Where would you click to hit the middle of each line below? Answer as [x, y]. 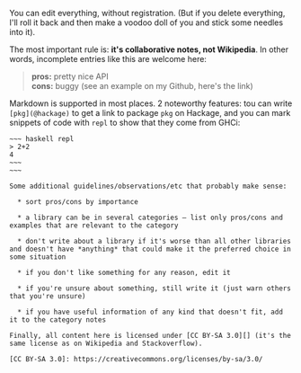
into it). [22, 32]
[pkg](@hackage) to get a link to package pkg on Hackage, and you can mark [150, 113]
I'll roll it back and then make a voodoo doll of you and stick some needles [146, 22]
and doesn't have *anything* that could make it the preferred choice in [150, 249]
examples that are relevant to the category [94, 226]
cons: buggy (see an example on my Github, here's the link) [142, 86]
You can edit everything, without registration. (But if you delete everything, [147, 13]
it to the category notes [58, 320]
